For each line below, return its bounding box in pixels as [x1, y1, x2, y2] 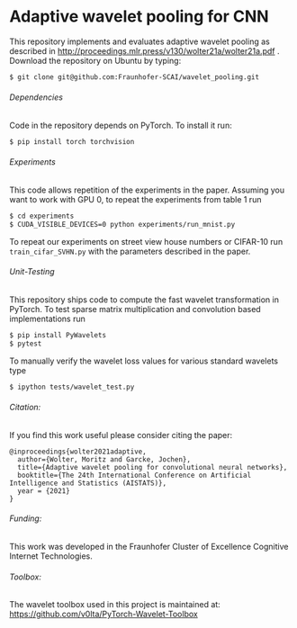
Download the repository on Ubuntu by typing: [9, 55, 182, 66]
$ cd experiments [9, 211, 75, 221]
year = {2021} [17, 486, 70, 496]
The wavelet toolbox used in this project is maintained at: [9, 599, 220, 610]
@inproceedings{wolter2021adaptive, [9, 447, 147, 456]
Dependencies [9, 92, 63, 103]
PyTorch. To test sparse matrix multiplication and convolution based [9, 304, 261, 315]
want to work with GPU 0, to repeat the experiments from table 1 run [9, 194, 262, 205]
